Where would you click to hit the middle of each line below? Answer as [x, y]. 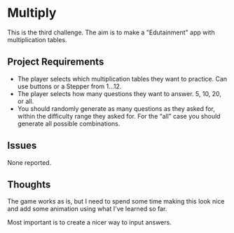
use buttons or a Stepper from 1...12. [69, 86]
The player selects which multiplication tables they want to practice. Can [122, 79]
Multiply [32, 13]
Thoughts [29, 184]
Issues [22, 146]
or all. [26, 101]
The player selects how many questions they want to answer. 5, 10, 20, [119, 93]
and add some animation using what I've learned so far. [87, 209]
